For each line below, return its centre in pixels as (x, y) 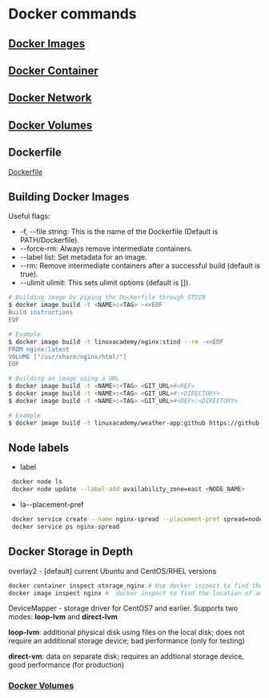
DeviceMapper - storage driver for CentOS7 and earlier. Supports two (123, 608)
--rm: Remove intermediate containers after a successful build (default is (140, 266)
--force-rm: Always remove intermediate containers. (106, 248)
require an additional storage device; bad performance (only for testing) (127, 641)
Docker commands (72, 14)
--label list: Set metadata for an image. (83, 257)
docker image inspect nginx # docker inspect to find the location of (130, 593)
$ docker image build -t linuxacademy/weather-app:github (107, 423)
